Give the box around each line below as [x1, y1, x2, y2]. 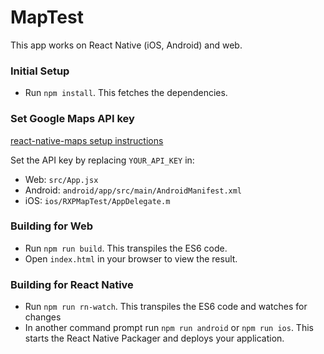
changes [24, 311, 62, 323]
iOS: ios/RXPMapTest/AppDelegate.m [24, 194, 171, 206]
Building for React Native [10, 277, 134, 291]
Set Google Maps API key [10, 112, 135, 126]
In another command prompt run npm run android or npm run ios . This [24, 322, 314, 334]
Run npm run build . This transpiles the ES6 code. [24, 242, 228, 254]
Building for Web [10, 219, 93, 233]
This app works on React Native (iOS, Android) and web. [10, 39, 243, 51]
